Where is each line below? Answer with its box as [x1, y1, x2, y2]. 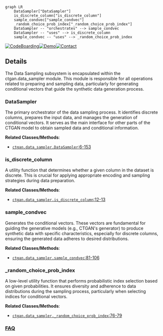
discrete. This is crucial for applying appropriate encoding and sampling [5, 172, 150, 178]
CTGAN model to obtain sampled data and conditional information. [5, 125, 139, 131]
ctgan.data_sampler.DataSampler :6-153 [12, 144, 92, 150]
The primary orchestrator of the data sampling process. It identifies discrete [5, 109, 158, 115]
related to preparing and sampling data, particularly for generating [5, 81, 139, 87]
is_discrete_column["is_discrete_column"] [14, 13, 102, 18]
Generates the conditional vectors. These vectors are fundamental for [5, 220, 146, 226]
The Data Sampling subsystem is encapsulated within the [5, 70, 121, 76]
